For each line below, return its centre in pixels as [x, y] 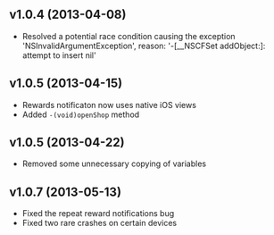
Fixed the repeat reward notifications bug [98, 214]
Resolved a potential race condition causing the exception [129, 36]
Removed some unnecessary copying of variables [114, 164]
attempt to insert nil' [59, 55]
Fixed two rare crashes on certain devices [99, 223]
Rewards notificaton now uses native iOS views [109, 105]
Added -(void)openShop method [81, 114]
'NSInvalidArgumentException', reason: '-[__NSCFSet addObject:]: [144, 46]
